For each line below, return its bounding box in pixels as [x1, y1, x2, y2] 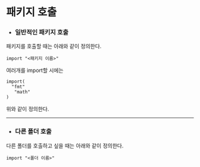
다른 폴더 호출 [14, 127, 52, 136]
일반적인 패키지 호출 [14, 28, 69, 36]
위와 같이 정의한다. [6, 105, 49, 113]
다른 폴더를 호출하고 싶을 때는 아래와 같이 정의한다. [6, 142, 124, 149]
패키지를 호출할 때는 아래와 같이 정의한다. [6, 43, 102, 50]
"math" [14, 89, 31, 95]
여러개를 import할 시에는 [6, 67, 64, 74]
